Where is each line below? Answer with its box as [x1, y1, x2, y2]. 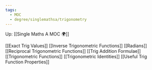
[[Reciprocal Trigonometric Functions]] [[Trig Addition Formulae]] [5, 48, 141, 54]
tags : [5, 7, 17, 13]
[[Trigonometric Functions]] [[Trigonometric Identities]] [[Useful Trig [5, 54, 147, 60]
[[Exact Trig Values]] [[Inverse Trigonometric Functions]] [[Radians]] [5, 43, 147, 49]
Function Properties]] [5, 59, 49, 65]
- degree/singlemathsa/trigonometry [10, 17, 87, 22]
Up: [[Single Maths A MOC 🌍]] [5, 31, 70, 37]
